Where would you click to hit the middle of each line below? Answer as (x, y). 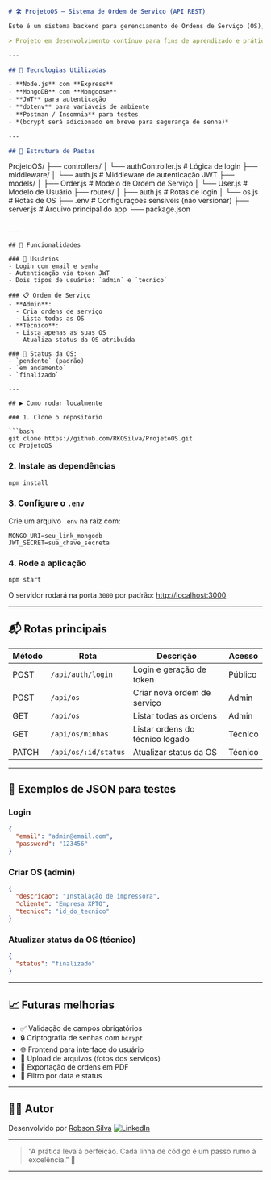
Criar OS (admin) (42, 872)
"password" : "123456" (52, 844)
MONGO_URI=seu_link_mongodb (56, 536)
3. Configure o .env (46, 503)
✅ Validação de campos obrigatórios (81, 1028)
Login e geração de (170, 669)
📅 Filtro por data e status (61, 1076)
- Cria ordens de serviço (59, 312)
